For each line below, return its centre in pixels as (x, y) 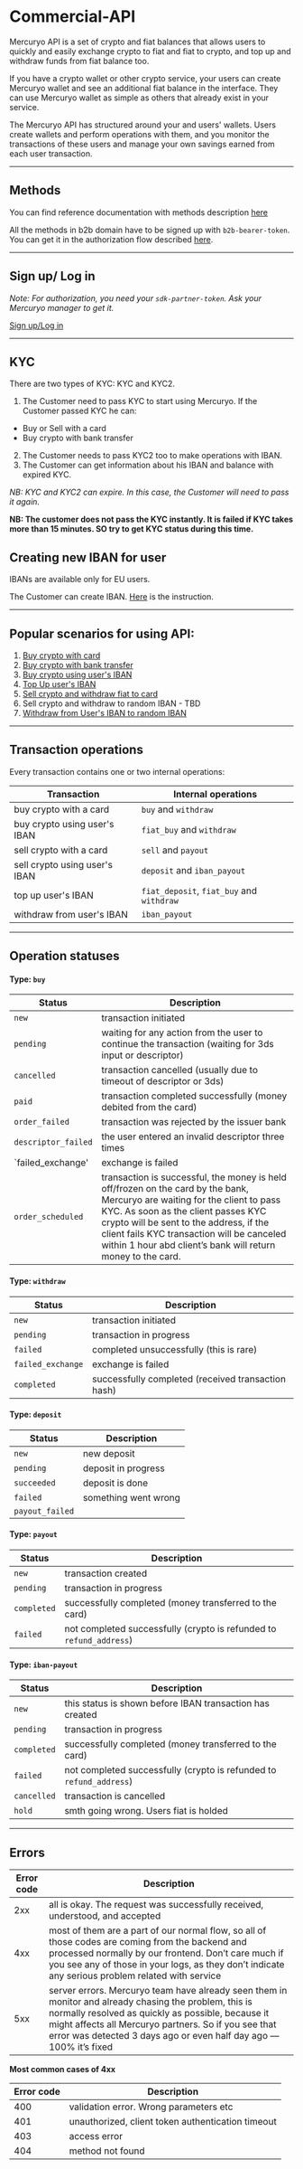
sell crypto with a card (61, 850)
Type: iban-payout (44, 1664)
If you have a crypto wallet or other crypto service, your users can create (145, 78)
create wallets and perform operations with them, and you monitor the (139, 134)
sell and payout (175, 850)
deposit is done (115, 1483)
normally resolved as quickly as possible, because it (159, 2013)
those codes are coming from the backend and (147, 1942)
